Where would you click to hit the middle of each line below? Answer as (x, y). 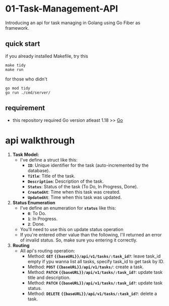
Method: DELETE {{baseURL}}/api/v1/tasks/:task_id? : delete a (92, 293)
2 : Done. (36, 224)
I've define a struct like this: (49, 160)
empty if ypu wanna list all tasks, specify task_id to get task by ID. (96, 261)
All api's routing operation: (47, 251)
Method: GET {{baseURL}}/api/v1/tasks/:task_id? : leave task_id (94, 256)
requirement (25, 108)
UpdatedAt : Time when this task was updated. (75, 197)
